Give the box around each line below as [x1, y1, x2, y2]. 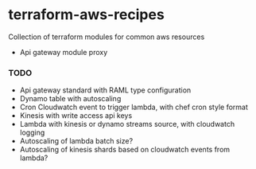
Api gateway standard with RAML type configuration [19, 85, 192, 95]
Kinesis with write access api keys [19, 111, 133, 120]
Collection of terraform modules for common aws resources [8, 32, 205, 41]
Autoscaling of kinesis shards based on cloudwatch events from [19, 145, 231, 155]
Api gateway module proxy [19, 47, 108, 57]
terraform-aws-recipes [8, 6, 165, 24]
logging [19, 128, 45, 137]
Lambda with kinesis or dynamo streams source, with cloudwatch [19, 120, 235, 129]
